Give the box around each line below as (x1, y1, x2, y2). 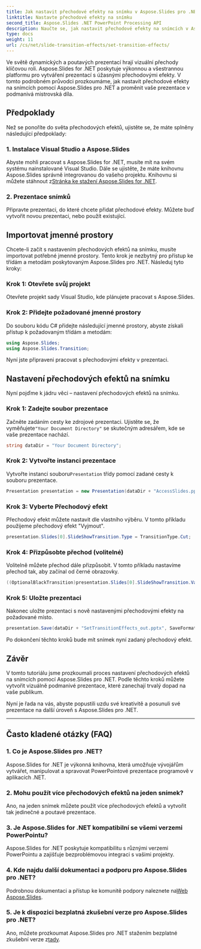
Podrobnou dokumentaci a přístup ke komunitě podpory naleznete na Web (6, 887, 188, 894)
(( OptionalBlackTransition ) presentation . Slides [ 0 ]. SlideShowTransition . (6, 580, 191, 586)
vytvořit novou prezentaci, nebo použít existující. (6, 213, 126, 220)
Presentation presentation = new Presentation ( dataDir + (6, 488, 151, 494)
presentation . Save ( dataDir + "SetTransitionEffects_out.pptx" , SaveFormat (6, 625, 197, 632)
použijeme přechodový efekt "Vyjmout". (6, 522, 105, 529)
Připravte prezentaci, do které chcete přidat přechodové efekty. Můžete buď (6, 206, 194, 213)
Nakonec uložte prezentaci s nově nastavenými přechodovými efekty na (6, 607, 184, 614)
